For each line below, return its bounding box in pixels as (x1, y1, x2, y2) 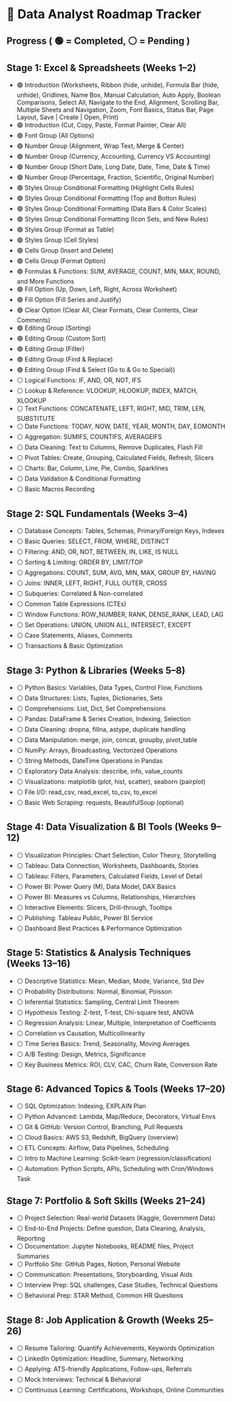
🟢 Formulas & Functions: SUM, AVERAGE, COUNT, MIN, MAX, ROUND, (16, 268, 221, 276)
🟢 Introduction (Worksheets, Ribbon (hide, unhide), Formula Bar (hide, (16, 81, 219, 89)
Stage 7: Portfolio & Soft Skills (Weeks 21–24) (6, 1195, 206, 1207)
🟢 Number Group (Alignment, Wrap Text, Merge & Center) (16, 142, 185, 150)
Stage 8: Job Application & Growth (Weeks (6, 1314, 196, 1326)
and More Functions (16, 277, 75, 286)
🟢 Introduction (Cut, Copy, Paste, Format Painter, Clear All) (16, 121, 187, 130)
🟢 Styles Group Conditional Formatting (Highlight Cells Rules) (16, 184, 194, 192)
